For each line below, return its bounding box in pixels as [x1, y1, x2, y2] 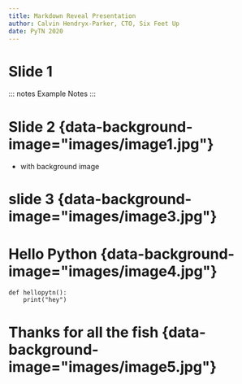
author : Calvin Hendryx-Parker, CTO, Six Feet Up [8, 20, 180, 28]
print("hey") [23, 296, 67, 304]
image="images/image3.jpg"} [8, 207, 218, 226]
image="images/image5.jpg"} [8, 357, 217, 376]
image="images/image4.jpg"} [8, 262, 218, 281]
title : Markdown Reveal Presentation [8, 11, 136, 20]
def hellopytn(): [8, 289, 67, 297]
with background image [19, 162, 100, 172]
